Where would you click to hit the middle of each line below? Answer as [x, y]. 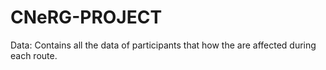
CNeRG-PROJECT [86, 17]
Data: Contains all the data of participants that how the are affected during [163, 45]
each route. [34, 55]
